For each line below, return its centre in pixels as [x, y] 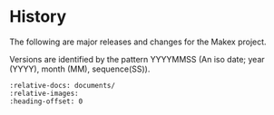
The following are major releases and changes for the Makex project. [138, 42]
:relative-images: [44, 93]
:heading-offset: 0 [46, 101]
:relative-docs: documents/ [63, 85]
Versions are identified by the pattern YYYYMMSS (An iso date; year [137, 59]
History [38, 17]
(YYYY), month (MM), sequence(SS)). [80, 69]
